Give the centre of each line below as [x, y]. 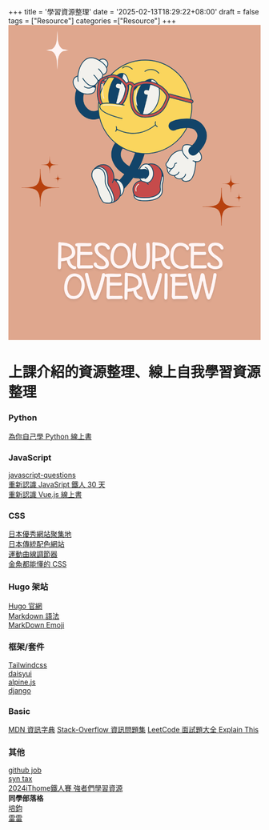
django [20, 690]
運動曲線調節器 [33, 554]
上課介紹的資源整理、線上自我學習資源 [135, 373]
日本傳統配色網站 [36, 544]
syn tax [20, 779]
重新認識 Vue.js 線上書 [45, 494]
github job [25, 770]
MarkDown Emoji [36, 625]
